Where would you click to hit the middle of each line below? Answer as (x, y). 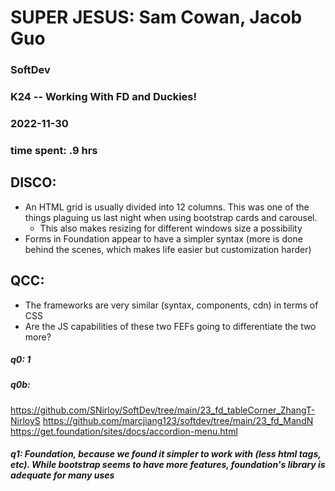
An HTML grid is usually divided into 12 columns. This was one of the (167, 207)
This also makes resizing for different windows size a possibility (171, 228)
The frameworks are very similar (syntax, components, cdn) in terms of (171, 305)
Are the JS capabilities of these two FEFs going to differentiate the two (170, 326)
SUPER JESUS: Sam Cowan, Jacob (156, 17)
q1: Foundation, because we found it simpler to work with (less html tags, (166, 454)
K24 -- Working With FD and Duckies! (103, 97)
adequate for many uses (62, 475)
